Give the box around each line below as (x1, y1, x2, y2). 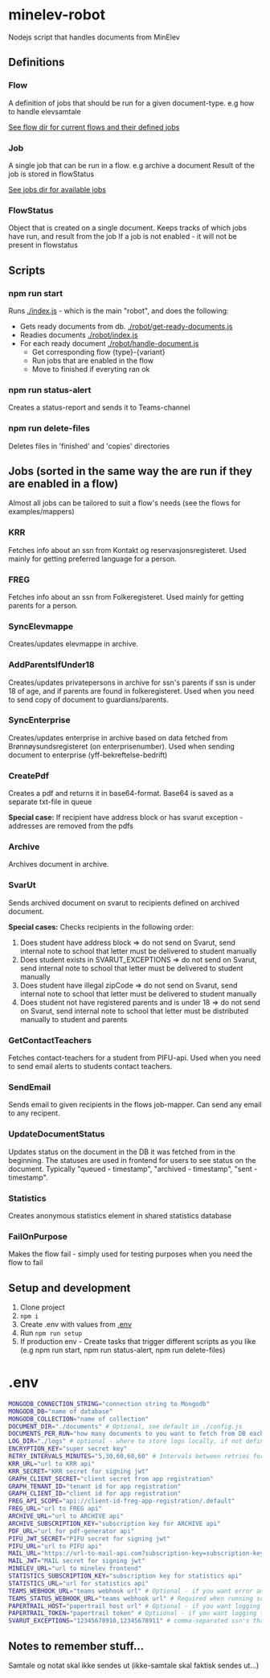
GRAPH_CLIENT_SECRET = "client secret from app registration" (8, 1474, 215, 1482)
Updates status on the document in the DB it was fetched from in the (8, 1147, 235, 1156)
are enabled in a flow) (8, 476, 119, 490)
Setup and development (8, 1281, 131, 1295)
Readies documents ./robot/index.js (19, 330, 138, 340)
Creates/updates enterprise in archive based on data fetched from (8, 732, 228, 742)
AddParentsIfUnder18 (8, 659, 95, 670)
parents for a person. (8, 600, 79, 610)
